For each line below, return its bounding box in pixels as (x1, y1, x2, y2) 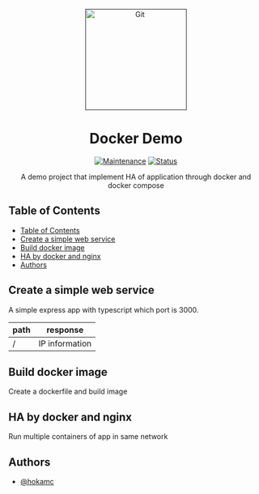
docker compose (108, 180, 164, 190)
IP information (38, 338, 92, 349)
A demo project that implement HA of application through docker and (20, 172, 252, 181)
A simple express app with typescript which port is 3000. (8, 304, 199, 314)
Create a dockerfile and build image (8, 386, 128, 397)
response (46, 324, 84, 335)
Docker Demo (89, 130, 183, 148)
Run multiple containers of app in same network (8, 432, 168, 441)
